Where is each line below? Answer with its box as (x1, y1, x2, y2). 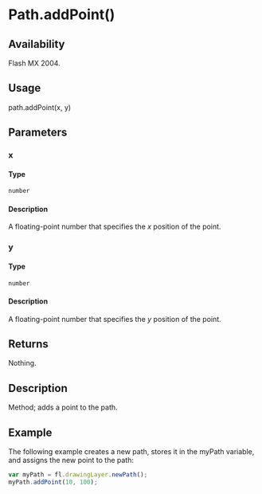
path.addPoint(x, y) (8, 102, 72, 112)
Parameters (8, 126, 68, 139)
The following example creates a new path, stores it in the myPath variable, (8, 447, 255, 457)
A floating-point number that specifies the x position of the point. (8, 222, 221, 232)
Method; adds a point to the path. (8, 402, 118, 412)
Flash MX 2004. (8, 58, 61, 68)
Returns (8, 337, 49, 351)
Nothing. (8, 359, 37, 368)
